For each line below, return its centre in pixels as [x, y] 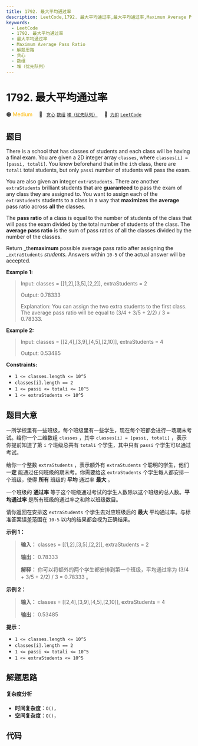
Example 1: [20, 272]
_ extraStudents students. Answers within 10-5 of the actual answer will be [96, 255]
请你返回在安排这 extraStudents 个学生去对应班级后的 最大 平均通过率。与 [96, 512]
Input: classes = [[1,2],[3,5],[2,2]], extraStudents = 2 [84, 284]
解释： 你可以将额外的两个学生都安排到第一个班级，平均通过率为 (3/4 [105, 569]
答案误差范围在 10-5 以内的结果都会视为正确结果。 [72, 519]
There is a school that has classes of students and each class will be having [98, 152]
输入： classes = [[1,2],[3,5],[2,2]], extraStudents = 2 [85, 544]
